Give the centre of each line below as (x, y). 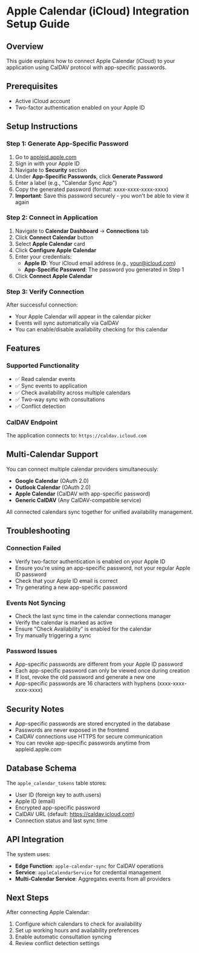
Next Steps (28, 898)
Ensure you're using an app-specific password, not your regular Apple (103, 568)
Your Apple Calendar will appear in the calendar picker (83, 317)
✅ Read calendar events (45, 379)
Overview (25, 46)
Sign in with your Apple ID (47, 163)
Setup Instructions (42, 126)
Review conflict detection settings (57, 943)
